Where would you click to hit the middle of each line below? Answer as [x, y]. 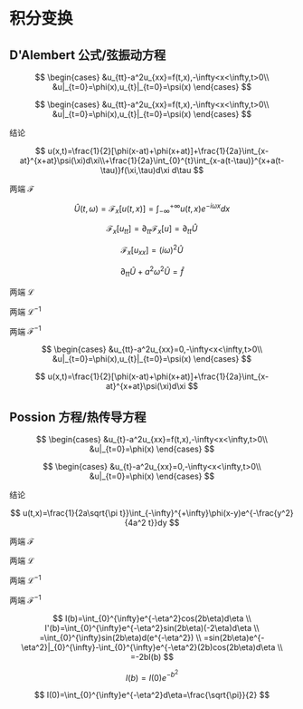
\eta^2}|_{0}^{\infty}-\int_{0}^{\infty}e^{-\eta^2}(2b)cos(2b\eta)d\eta [148, 647]
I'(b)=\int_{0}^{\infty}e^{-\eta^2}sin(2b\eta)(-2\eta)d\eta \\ [152, 627]
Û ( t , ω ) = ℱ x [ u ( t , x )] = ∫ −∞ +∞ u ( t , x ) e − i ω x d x [152, 209]
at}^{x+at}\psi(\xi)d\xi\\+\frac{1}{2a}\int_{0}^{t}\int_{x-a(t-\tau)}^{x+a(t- [152, 160]
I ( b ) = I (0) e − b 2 [152, 675]
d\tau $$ [188, 170]
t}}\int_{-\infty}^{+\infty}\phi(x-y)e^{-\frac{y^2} [207, 513]
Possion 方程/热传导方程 [78, 417]
